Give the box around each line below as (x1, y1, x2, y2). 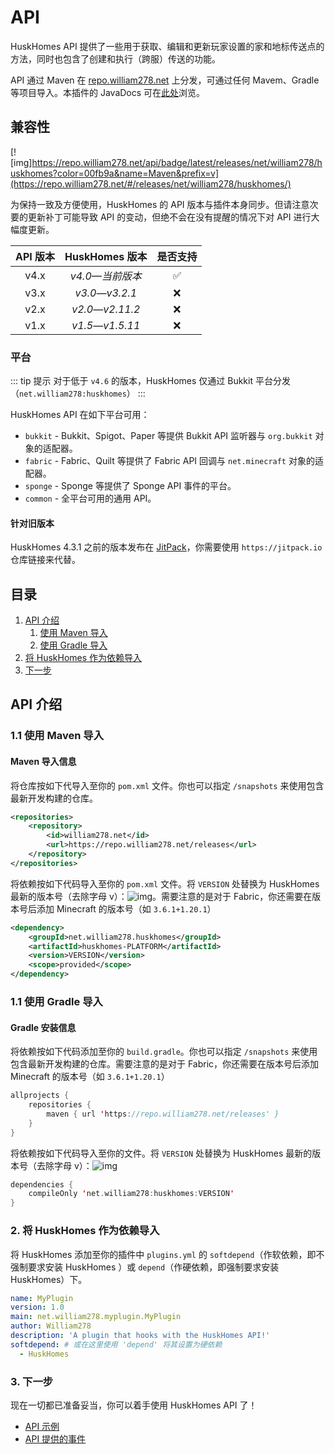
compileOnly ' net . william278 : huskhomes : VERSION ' (28, 1189, 235, 1199)
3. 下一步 (10, 1374, 54, 1388)
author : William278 (10, 1321, 92, 1331)
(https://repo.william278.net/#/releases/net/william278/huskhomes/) (10, 177, 292, 190)
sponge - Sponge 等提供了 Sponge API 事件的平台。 (24, 480, 237, 492)
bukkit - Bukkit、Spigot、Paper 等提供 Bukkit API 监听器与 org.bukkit (24, 430, 313, 442)
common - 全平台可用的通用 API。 (24, 492, 157, 505)
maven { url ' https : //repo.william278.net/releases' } (46, 1109, 280, 1119)
